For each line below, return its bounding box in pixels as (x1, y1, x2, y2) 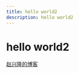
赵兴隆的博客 (6, 60, 38, 68)
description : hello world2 (6, 14, 74, 20)
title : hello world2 (6, 8, 58, 15)
